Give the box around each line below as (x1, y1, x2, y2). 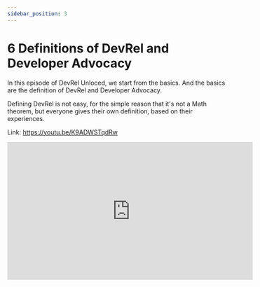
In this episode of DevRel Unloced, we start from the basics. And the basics (7, 78, 226, 87)
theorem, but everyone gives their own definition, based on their (7, 106, 193, 115)
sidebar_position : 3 (7, 10, 68, 17)
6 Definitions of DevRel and (7, 40, 170, 56)
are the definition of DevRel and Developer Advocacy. (7, 85, 163, 94)
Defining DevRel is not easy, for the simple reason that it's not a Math (7, 99, 207, 108)
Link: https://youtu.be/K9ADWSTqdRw (7, 127, 118, 136)
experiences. (7, 114, 46, 122)
